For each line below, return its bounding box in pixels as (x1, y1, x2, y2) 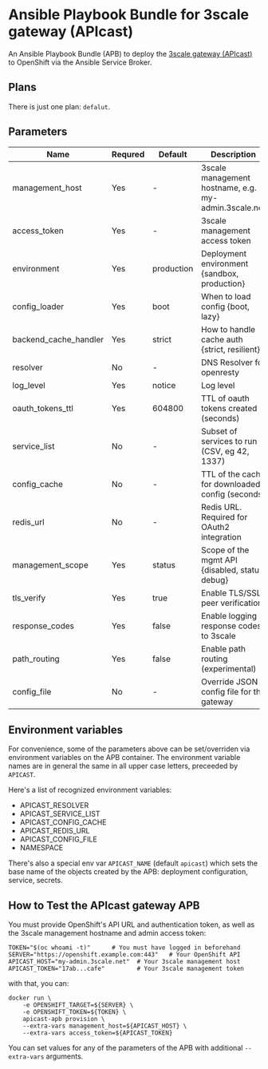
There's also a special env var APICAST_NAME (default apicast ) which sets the (8, 858, 258, 868)
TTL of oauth (200, 393, 250, 404)
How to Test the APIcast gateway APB (8, 898, 201, 912)
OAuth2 (200, 521, 230, 533)
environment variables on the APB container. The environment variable (8, 753, 241, 762)
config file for (200, 686, 252, 697)
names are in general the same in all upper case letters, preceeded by (8, 761, 238, 771)
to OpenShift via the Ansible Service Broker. (8, 57, 152, 67)
